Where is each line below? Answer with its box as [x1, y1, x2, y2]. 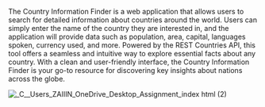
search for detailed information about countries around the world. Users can [8, 15, 258, 25]
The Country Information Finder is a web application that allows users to [8, 7, 244, 16]
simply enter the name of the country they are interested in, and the [8, 24, 229, 32]
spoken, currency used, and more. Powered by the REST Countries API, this [8, 40, 256, 50]
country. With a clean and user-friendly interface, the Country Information [8, 57, 250, 67]
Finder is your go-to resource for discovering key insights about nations [8, 66, 243, 75]
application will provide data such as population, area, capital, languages [8, 32, 246, 41]
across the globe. [8, 75, 66, 83]
